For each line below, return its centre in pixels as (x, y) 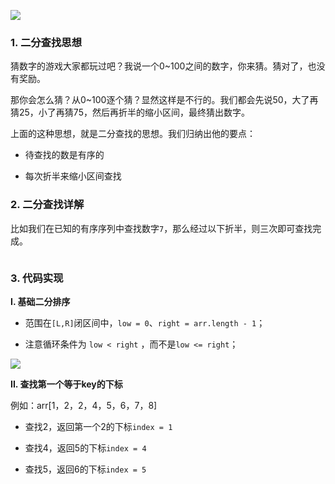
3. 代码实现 (37, 278)
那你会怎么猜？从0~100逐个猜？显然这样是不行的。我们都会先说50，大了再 (164, 100)
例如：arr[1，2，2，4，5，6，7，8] (84, 405)
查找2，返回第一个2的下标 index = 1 (98, 426)
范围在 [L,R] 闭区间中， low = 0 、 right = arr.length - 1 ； (145, 322)
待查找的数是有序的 (64, 155)
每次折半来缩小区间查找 (73, 176)
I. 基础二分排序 (40, 301)
